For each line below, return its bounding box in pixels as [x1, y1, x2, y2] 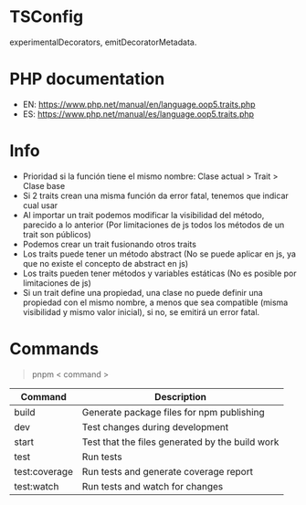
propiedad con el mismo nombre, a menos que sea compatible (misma [22, 297, 289, 308]
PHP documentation [9, 68, 165, 89]
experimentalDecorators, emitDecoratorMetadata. [9, 37, 197, 47]
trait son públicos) [22, 228, 91, 239]
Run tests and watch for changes [81, 479, 224, 492]
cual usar [22, 199, 58, 211]
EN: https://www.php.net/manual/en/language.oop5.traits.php [22, 99, 256, 110]
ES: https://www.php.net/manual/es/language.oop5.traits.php [22, 108, 254, 120]
